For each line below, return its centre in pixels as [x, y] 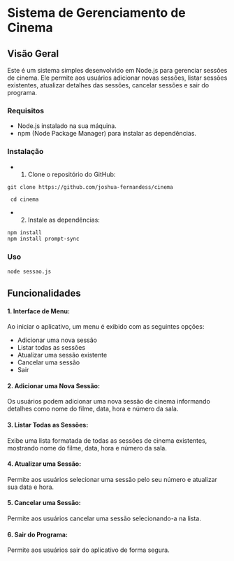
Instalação [25, 152]
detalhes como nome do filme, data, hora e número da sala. [93, 409]
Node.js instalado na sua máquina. [67, 126]
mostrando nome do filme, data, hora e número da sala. [87, 448]
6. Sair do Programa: [38, 534]
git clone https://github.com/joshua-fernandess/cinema [90, 187]
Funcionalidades [44, 293]
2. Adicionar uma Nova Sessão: [53, 385]
